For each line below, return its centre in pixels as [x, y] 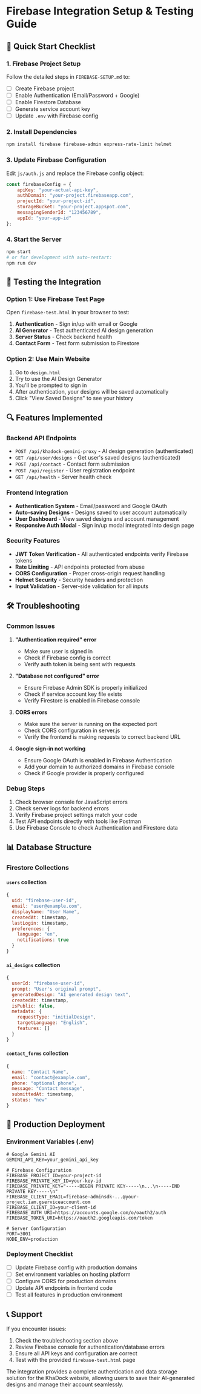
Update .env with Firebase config [57, 116]
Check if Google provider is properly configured [84, 773]
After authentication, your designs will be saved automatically [92, 391]
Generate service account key [53, 109]
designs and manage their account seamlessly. [65, 1384]
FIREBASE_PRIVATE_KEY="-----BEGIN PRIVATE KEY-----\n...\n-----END [93, 1186]
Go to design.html [38, 372]
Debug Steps [26, 788]
